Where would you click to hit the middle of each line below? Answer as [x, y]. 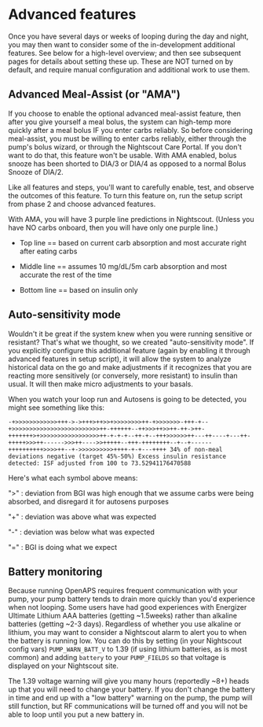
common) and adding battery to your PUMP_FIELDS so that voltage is [117, 658]
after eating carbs [48, 251]
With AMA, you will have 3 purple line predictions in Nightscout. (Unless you [131, 219]
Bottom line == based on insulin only [79, 290]
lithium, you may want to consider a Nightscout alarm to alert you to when [128, 633]
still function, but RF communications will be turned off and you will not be [128, 707]
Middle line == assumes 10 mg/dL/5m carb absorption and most [123, 266]
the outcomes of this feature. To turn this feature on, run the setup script [126, 195]
